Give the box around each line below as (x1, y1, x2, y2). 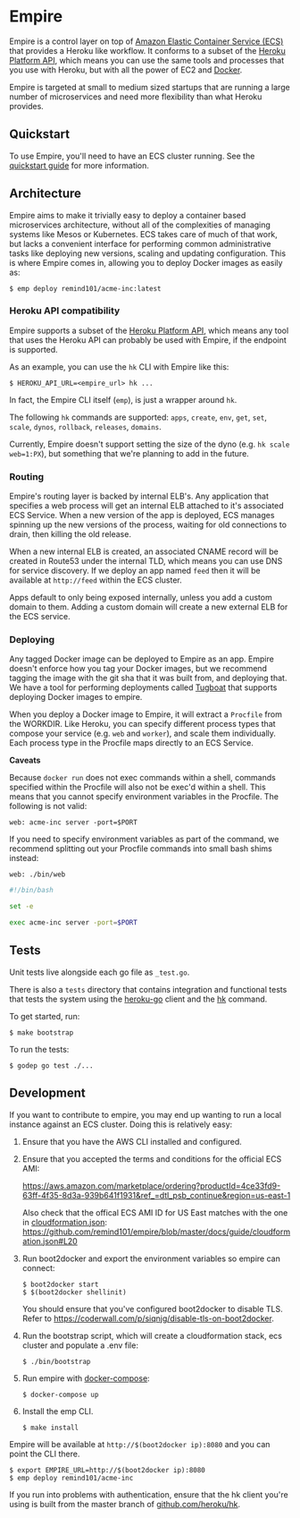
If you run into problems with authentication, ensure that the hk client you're (9, 1488, 288, 1500)
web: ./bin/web (9, 870, 66, 879)
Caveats (9, 755, 41, 766)
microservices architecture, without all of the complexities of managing (9, 219, 271, 230)
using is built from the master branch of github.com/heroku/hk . (9, 1498, 241, 1509)
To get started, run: (9, 1011, 80, 1021)
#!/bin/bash (9, 886, 54, 895)
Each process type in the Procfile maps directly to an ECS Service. (9, 738, 254, 748)
